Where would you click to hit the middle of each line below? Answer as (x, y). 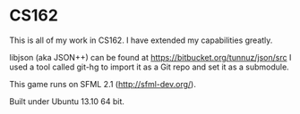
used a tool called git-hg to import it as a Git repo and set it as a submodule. (149, 67)
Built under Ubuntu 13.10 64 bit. (67, 101)
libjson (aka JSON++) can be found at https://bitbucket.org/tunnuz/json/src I (150, 57)
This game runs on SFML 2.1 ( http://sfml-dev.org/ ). (103, 84)
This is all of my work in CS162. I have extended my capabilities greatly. (141, 40)
